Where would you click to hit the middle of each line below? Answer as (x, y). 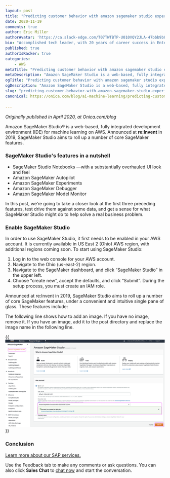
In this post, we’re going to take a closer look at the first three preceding (80, 203)
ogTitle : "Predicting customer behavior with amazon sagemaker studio (81, 80)
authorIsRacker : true (28, 53)
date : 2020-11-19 (24, 21)
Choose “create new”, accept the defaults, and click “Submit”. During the (88, 281)
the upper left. (27, 275)
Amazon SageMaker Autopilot (44, 177)
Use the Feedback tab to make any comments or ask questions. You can (81, 465)
